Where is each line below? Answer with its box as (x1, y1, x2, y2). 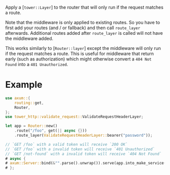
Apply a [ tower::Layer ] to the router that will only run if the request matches (5, 5, 163, 10)
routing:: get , (14, 100, 44, 105)
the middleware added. (5, 35, 54, 41)
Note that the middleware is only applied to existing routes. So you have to (5, 20, 160, 25)
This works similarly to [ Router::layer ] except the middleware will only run (5, 45, 161, 51)
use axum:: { (5, 95, 30, 100)
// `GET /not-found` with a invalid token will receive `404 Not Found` (5, 151, 162, 156)
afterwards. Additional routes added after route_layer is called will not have (5, 30, 163, 36)
